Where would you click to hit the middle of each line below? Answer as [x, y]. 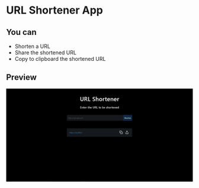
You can [21, 32]
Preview [22, 77]
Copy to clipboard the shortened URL [60, 59]
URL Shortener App [55, 10]
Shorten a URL [32, 46]
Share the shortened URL [46, 53]
